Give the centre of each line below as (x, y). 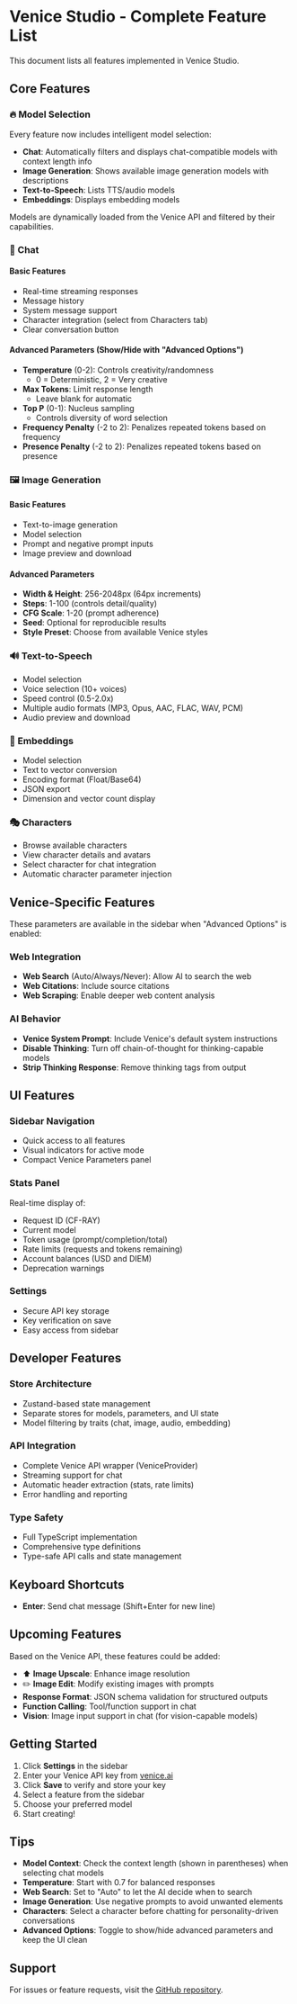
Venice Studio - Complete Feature (138, 17)
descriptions (45, 180)
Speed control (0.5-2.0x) (68, 698)
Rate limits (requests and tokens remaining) (102, 1249)
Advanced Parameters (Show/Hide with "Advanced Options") (127, 350)
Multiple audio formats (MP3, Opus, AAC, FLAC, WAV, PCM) (133, 707)
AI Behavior (35, 1019)
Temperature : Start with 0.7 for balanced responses (118, 1883)
